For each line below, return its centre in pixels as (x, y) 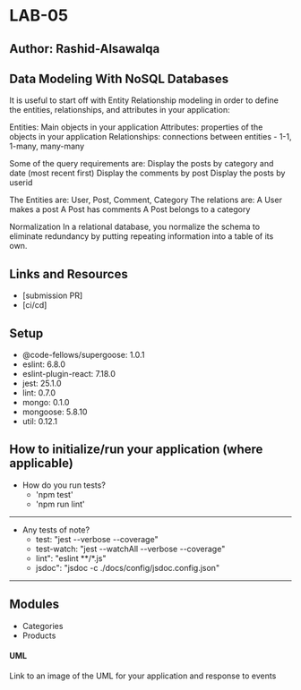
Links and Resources (69, 274)
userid (21, 183)
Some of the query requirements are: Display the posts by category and (142, 164)
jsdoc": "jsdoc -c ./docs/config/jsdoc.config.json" (128, 567)
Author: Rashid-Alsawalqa (85, 49)
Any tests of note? (56, 530)
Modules (34, 605)
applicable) (41, 463)
